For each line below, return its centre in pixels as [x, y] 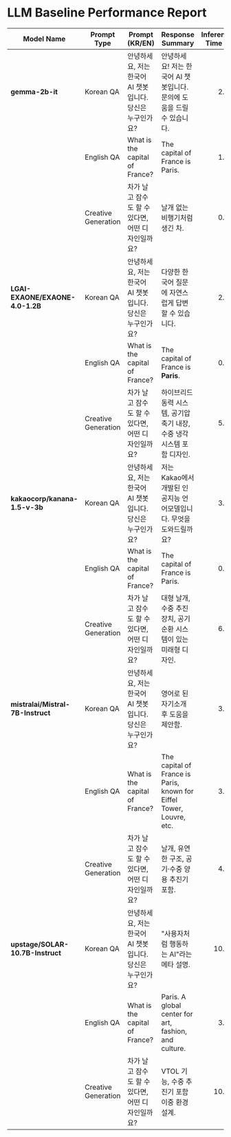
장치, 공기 [176, 619]
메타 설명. [176, 964]
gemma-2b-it [34, 92]
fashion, [174, 1031]
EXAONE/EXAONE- [43, 297]
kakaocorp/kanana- [44, 498]
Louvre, [173, 817]
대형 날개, [176, 598]
